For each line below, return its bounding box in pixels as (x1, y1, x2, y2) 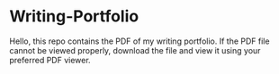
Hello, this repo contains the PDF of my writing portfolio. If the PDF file (9, 36, 270, 46)
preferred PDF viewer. (9, 54, 92, 65)
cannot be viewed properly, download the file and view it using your (9, 45, 261, 55)
